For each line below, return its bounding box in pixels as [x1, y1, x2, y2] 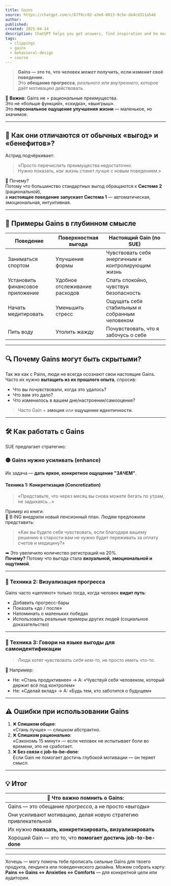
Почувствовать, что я [106, 325, 159, 332]
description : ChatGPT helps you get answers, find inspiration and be [5, 31, 158, 36]
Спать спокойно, [106, 277, 148, 283]
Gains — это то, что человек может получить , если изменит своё [17, 69, 164, 75]
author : [5, 17, 22, 22]
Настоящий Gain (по [108, 234, 161, 241]
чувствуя [106, 283, 129, 290]
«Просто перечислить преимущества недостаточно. [17, 162, 132, 169]
